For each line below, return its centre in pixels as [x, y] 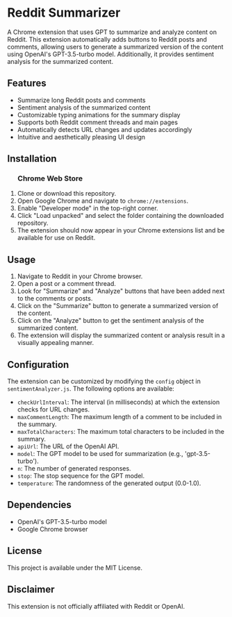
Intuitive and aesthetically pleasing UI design [81, 137]
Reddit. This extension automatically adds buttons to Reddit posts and [107, 39]
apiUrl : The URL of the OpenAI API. [68, 446]
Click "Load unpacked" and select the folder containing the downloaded [121, 216]
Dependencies [39, 505]
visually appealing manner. [56, 343]
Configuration [38, 365]
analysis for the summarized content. [60, 61]
